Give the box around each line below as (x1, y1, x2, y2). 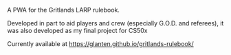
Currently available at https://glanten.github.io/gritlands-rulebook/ (7, 40, 194, 47)
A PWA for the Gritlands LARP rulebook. (7, 6, 120, 14)
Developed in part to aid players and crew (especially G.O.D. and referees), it (7, 19, 224, 27)
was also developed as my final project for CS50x (7, 27, 148, 34)
